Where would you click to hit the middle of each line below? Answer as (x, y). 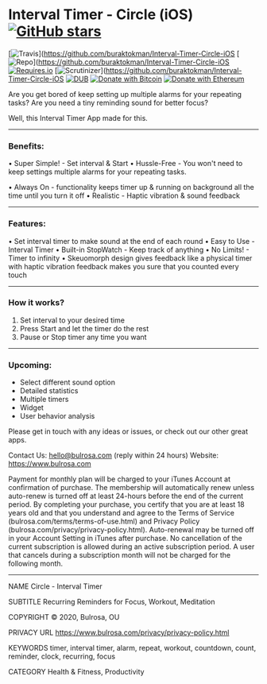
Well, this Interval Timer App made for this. (78, 118)
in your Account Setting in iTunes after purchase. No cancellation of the (125, 539)
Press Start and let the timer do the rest (84, 328)
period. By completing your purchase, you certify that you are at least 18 (126, 504)
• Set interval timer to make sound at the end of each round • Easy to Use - (132, 241)
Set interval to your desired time (72, 320)
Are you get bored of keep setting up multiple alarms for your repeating (125, 94)
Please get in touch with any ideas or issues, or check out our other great (128, 431)
